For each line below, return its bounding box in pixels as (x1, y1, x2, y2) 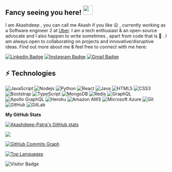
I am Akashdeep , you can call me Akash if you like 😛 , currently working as (5, 21, 166, 28)
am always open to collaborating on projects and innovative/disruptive (5, 38, 154, 44)
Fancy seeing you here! (5, 8, 82, 17)
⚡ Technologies (5, 69, 56, 78)
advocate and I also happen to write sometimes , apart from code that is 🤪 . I (5, 33, 167, 39)
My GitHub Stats (5, 111, 42, 118)
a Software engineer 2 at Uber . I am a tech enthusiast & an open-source (5, 27, 158, 33)
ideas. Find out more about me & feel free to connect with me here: (5, 44, 147, 50)
